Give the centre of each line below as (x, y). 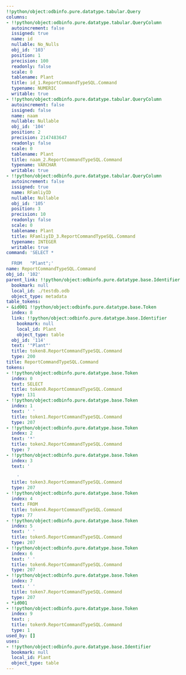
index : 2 (22, 433)
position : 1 (26, 55)
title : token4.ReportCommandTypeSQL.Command (67, 510)
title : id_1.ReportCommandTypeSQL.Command (64, 83)
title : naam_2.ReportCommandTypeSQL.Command (67, 160)
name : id (22, 39)
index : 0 (22, 378)
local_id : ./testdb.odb (40, 291)
